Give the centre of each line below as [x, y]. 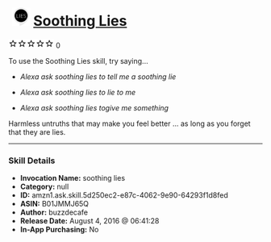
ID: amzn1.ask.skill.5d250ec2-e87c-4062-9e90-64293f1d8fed [124, 195]
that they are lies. [37, 131]
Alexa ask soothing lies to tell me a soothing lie [98, 77]
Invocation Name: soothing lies [73, 178]
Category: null [44, 187]
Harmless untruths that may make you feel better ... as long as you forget [130, 123]
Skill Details [32, 161]
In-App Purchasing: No [59, 230]
